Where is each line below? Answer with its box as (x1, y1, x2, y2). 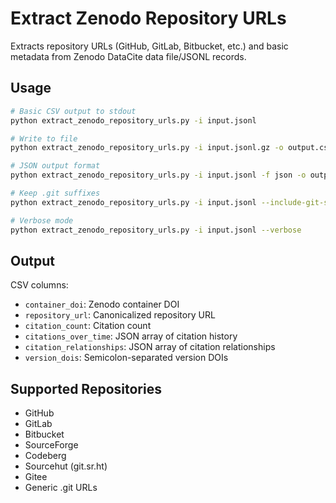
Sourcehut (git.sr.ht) (24, 460, 108, 472)
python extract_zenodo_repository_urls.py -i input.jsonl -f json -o (10, 170, 307, 181)
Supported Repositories (10, 380, 162, 397)
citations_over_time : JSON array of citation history (24, 330, 238, 342)
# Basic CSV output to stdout (10, 106, 137, 116)
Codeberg (24, 450, 67, 462)
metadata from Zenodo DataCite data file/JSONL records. (10, 50, 247, 62)
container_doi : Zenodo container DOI (24, 298, 180, 311)
